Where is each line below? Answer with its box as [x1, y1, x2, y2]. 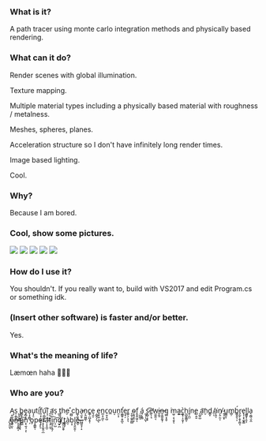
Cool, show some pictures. [9, 227, 114, 238]
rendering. [9, 32, 43, 42]
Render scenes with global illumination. [9, 70, 137, 80]
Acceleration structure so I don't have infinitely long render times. [9, 140, 223, 149]
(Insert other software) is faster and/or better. [9, 312, 189, 323]
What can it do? [9, 52, 71, 63]
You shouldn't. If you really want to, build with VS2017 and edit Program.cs [9, 284, 253, 293]
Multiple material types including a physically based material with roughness [9, 101, 258, 110]
